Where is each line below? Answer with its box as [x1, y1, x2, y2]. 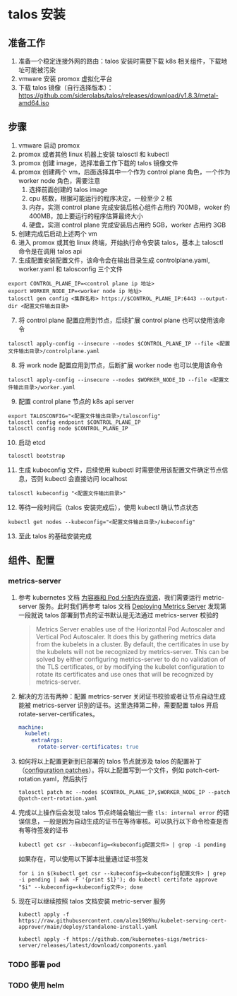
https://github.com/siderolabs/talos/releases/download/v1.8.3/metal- [18, 91, 219, 100]
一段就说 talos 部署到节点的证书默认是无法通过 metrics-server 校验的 [18, 610, 219, 619]
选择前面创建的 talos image [28, 185, 108, 194]
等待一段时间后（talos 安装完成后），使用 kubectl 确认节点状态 [18, 503, 198, 511]
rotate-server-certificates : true [37, 743, 139, 751]
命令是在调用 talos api [18, 247, 83, 255]
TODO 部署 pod [8, 959, 61, 969]
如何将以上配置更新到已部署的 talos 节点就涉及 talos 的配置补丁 [18, 757, 202, 765]
